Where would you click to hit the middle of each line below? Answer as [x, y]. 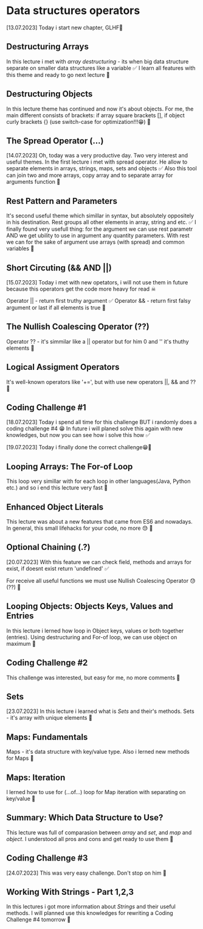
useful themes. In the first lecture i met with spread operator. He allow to [97, 162]
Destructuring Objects [50, 94]
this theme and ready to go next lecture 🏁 [58, 74]
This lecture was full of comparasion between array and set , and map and [99, 832]
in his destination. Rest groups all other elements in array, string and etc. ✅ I [101, 222]
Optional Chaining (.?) [48, 547]
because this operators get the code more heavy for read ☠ [81, 289]
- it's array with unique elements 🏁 [49, 718]
